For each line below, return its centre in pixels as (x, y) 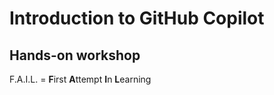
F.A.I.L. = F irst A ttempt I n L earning (80, 79)
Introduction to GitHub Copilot (137, 18)
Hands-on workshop (75, 55)
